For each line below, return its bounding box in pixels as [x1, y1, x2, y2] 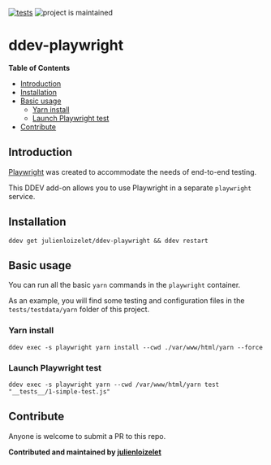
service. [8, 191, 36, 201]
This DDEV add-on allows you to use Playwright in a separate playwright [8, 183, 252, 193]
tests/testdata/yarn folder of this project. [8, 305, 150, 315]
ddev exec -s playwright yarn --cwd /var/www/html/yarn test [8, 380, 220, 389]
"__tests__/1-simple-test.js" [8, 387, 111, 396]
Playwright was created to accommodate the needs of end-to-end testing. [8, 167, 257, 176]
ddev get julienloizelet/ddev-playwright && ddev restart [8, 237, 209, 245]
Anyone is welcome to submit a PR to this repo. [8, 431, 166, 441]
